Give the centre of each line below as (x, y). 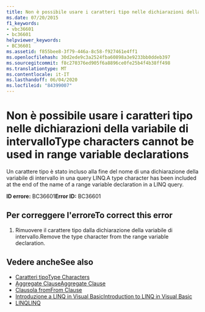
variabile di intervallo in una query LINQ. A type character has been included (102, 178)
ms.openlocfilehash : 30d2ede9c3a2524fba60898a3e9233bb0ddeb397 (88, 57)
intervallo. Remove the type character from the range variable (92, 236)
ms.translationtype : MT (37, 69)
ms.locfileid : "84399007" (39, 86)
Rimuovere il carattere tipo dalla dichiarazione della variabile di (94, 230)
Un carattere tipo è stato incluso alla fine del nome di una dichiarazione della (103, 171)
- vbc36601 (20, 29)
